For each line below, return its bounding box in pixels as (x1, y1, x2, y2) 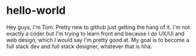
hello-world (6, 4, 66, 17)
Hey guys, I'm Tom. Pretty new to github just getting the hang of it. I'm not (6, 23, 190, 31)
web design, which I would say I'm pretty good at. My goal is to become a (6, 36, 190, 43)
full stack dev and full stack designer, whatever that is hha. (6, 43, 153, 50)
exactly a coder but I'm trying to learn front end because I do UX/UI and (6, 30, 185, 37)
